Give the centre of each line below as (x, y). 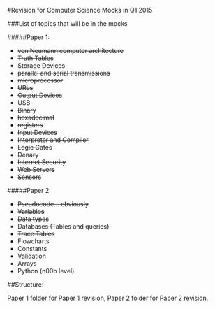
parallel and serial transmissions (64, 73)
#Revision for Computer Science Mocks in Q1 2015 (80, 10)
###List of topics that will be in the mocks (67, 23)
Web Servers (36, 170)
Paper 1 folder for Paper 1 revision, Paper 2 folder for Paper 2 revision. (108, 298)
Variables (31, 211)
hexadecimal (36, 117)
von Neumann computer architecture (71, 51)
